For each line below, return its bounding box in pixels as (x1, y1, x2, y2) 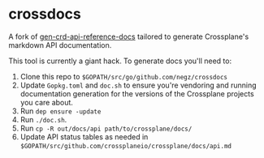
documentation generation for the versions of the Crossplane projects (19, 88, 254, 98)
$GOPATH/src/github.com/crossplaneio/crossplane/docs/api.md (19, 142, 232, 150)
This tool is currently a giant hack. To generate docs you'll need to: (8, 56, 232, 66)
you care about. (19, 97, 73, 107)
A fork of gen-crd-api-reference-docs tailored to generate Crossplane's (8, 32, 249, 41)
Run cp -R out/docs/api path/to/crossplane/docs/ (19, 123, 193, 133)
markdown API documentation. (8, 40, 112, 49)
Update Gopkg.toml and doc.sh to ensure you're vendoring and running (19, 80, 258, 90)
